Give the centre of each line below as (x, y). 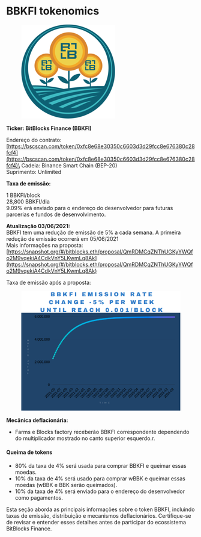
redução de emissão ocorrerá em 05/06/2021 (62, 238)
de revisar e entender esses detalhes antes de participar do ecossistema (96, 522)
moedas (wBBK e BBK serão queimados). (66, 485)
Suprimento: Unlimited (34, 172)
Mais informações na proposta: (45, 245)
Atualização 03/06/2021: (38, 226)
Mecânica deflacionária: (37, 420)
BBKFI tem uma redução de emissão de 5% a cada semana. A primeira (94, 232)
